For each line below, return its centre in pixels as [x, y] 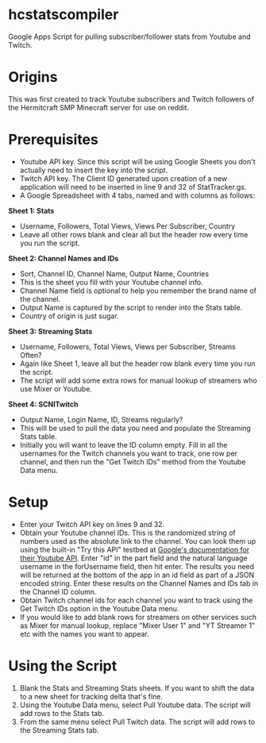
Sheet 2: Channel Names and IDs [64, 258]
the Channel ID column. [58, 591]
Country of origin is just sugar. [69, 316]
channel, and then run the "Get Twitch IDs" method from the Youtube [133, 461]
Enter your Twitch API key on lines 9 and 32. [92, 524]
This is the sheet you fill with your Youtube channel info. [112, 282]
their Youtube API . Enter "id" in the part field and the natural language [133, 558]
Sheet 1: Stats [31, 210]
